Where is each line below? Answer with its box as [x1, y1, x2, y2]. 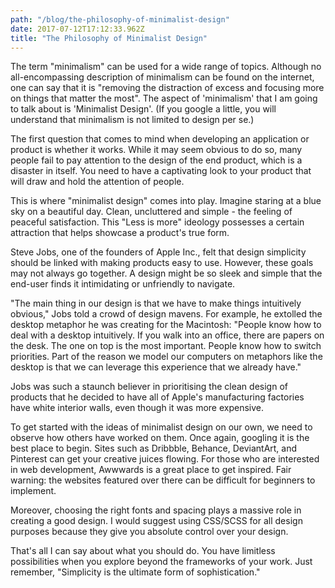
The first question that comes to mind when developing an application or [10, 133, 310, 145]
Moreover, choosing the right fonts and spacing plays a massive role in [10, 504, 302, 516]
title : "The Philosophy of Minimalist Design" [10, 33, 208, 43]
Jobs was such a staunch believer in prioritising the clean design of [10, 381, 288, 393]
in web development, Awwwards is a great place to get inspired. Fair [10, 464, 292, 476]
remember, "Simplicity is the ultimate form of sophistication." [10, 566, 261, 578]
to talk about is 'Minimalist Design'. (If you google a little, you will [10, 103, 277, 115]
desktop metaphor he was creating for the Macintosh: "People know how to [10, 319, 322, 331]
